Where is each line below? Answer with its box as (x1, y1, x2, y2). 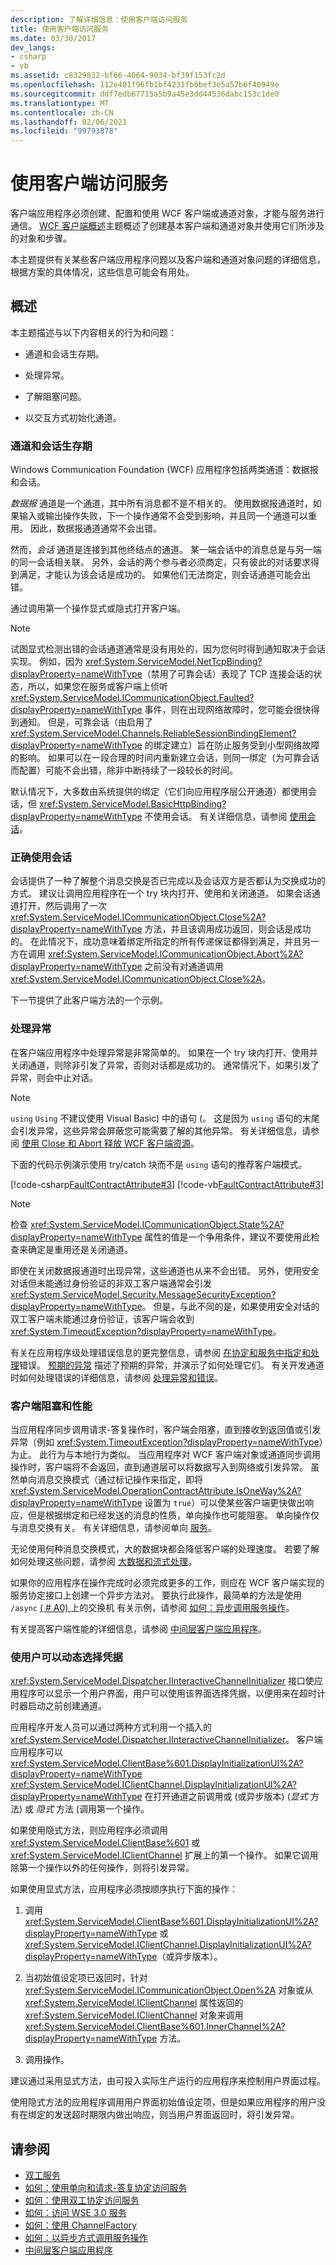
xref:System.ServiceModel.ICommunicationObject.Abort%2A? (47, 948, 304, 960)
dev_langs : (10, 42, 56, 53)
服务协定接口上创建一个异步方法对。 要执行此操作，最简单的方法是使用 (10, 1589, 302, 1601)
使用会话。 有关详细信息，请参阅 (153, 811, 288, 823)
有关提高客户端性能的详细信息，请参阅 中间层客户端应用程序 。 (10, 1623, 267, 1635)
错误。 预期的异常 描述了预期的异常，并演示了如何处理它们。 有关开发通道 (19, 1359, 325, 1371)
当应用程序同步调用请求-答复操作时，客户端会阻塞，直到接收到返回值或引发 (10, 1424, 322, 1436)
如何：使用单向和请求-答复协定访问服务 (24, 2182, 188, 2194)
